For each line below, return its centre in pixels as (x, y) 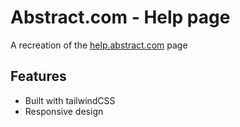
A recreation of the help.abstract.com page (99, 45)
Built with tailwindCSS (70, 100)
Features (38, 76)
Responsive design (64, 111)
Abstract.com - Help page (120, 17)
